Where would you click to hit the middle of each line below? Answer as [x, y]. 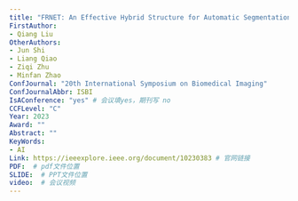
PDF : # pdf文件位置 [44, 166]
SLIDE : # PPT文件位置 [48, 174]
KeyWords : [27, 141]
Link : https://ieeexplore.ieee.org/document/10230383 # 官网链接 [130, 158]
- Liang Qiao [33, 59]
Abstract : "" [33, 133]
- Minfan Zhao [35, 76]
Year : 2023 [29, 117]
